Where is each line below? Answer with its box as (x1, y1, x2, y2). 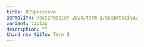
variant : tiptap (6, 20, 48, 26)
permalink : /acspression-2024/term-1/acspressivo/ (6, 15, 138, 21)
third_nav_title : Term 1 (6, 32, 70, 38)
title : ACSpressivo (6, 9, 56, 15)
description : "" (6, 26, 48, 32)
